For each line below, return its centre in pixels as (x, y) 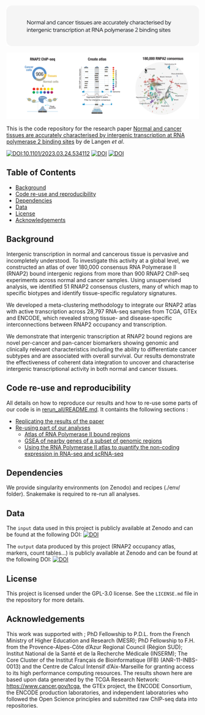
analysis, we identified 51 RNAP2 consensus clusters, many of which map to (102, 286)
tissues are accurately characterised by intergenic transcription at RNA (96, 135)
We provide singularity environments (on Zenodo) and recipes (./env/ (93, 488)
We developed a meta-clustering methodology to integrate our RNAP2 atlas (102, 305)
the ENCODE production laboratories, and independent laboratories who (97, 692)
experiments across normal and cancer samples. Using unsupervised (94, 280)
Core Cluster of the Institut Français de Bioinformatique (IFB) (83, 660)
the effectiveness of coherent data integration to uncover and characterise (100, 362)
